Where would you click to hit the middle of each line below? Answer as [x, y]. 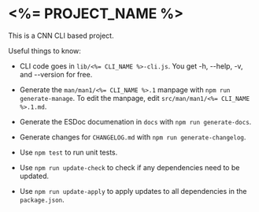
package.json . [42, 199]
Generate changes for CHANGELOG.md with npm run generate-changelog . [133, 137]
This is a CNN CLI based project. [61, 35]
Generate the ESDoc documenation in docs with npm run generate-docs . [135, 121]
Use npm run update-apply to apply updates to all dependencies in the [133, 191]
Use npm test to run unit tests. [68, 152]
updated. [34, 176]
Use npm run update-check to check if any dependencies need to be [129, 167]
